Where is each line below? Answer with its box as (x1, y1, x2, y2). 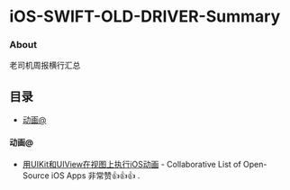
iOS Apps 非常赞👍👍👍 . (50, 169, 140, 181)
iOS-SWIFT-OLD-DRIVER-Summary (9, 6, 281, 27)
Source (22, 169, 50, 181)
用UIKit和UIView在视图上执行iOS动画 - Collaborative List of (22, 158, 241, 169)
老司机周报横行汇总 (9, 60, 81, 71)
